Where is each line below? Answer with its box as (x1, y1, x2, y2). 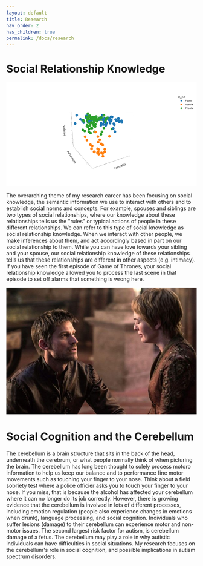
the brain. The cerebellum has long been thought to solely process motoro (6, 463, 192, 470)
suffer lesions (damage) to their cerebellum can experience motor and (6, 521, 181, 528)
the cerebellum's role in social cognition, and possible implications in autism (6, 547, 196, 554)
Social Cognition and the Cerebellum (6, 430, 195, 444)
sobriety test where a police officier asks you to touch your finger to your (6, 482, 188, 490)
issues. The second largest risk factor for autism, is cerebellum (22, 527, 179, 535)
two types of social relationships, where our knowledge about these (6, 211, 175, 218)
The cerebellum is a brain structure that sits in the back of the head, (6, 450, 175, 457)
